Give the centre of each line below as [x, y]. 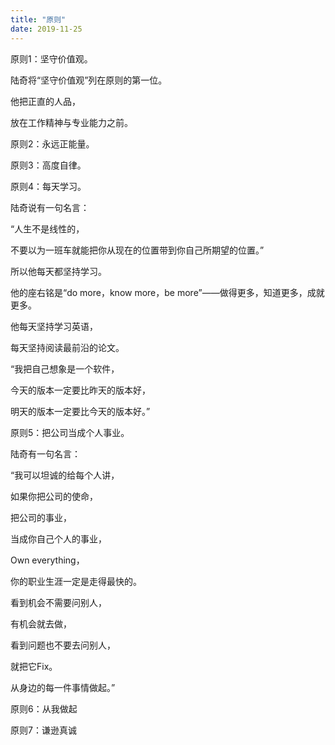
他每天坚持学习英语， [54, 326]
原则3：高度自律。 [48, 165]
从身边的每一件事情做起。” [63, 687]
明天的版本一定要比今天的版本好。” [80, 411]
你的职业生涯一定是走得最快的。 [76, 581]
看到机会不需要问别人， [58, 602]
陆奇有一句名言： [45, 453]
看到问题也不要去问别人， [63, 645]
